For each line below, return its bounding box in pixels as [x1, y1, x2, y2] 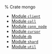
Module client [11, 13, 41, 19]
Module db [11, 33, 32, 39]
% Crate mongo [4, 4, 36, 10]
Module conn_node [11, 23, 47, 29]
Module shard [11, 39, 39, 44]
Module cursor [11, 29, 41, 34]
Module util [11, 44, 36, 49]
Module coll [11, 19, 36, 24]
